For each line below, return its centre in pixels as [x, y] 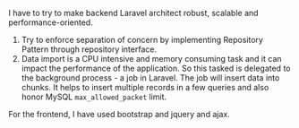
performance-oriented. [51, 22]
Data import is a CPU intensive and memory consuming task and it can [152, 59]
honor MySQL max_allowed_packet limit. [94, 97]
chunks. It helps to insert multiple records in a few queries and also [145, 87]
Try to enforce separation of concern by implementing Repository [142, 40]
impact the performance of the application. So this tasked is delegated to [156, 68]
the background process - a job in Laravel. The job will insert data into [150, 78]
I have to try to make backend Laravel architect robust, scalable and [133, 13]
